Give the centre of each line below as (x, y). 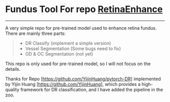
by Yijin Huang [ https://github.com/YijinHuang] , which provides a (73, 84)
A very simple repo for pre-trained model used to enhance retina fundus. (81, 28)
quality (12, 89)
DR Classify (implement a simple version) (68, 43)
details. (13, 69)
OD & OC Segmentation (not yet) (59, 54)
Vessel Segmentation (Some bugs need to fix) (73, 48)
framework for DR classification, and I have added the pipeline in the (92, 89)
